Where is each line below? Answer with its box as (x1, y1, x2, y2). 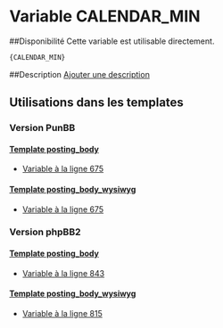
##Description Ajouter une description (9, 69, 150, 79)
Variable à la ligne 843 (21, 267, 105, 278)
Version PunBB (9, 122, 76, 135)
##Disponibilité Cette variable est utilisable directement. (9, 36, 215, 46)
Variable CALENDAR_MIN (9, 6, 201, 27)
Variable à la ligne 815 (21, 307, 103, 318)
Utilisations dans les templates (9, 95, 185, 111)
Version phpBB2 (9, 225, 82, 238)
